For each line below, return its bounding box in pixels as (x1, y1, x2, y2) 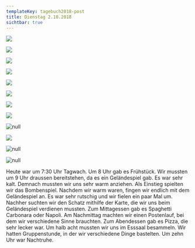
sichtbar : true (6, 19, 43, 25)
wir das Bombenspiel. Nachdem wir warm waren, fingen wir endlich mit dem (6, 187, 190, 194)
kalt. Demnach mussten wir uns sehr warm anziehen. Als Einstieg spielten (6, 181, 184, 188)
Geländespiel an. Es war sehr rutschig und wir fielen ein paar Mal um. (6, 193, 173, 200)
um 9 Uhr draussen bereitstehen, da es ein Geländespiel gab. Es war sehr (6, 174, 183, 181)
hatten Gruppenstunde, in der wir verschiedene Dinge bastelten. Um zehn (6, 230, 184, 237)
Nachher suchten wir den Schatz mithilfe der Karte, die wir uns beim (6, 199, 170, 206)
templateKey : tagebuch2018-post (6, 8, 85, 15)
